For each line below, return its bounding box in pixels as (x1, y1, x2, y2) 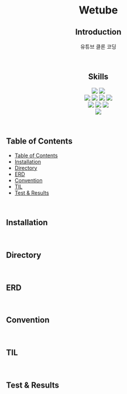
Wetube (78, 4, 118, 17)
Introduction (75, 27, 122, 37)
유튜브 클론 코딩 (80, 43, 117, 50)
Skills (88, 72, 109, 82)
